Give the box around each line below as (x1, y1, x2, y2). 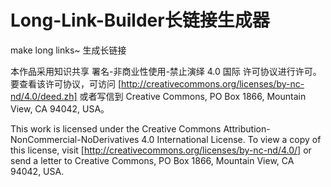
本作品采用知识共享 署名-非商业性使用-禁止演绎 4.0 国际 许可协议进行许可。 (10, 65, 322, 77)
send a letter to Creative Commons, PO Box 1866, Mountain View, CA (10, 154, 295, 166)
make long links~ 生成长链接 (10, 44, 127, 56)
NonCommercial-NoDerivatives (10, 133, 140, 145)
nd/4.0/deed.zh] (10, 90, 78, 102)
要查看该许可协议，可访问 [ (10, 77, 122, 90)
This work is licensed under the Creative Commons (10, 122, 222, 135)
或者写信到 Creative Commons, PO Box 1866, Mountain (79, 90, 307, 102)
